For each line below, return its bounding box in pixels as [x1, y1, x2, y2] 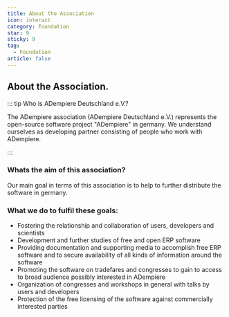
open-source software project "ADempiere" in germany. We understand [7, 120, 212, 128]
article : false [7, 55, 51, 62]
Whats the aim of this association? [7, 165, 126, 175]
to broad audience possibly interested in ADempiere [17, 273, 166, 281]
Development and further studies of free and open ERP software [17, 236, 201, 244]
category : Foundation [7, 23, 70, 30]
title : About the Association [7, 10, 95, 17]
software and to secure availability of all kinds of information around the [17, 251, 223, 260]
